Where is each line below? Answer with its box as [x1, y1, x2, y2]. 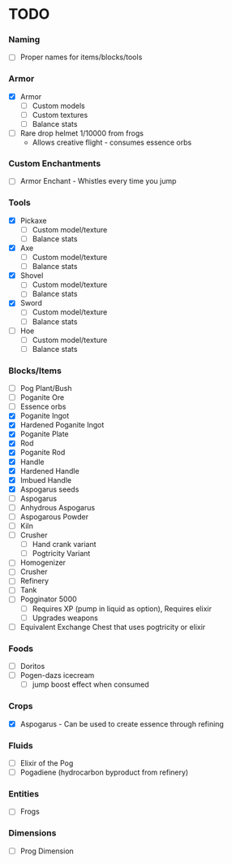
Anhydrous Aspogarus [19, 502, 96, 512]
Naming [8, 34, 41, 46]
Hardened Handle [19, 466, 79, 475]
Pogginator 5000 [19, 594, 77, 604]
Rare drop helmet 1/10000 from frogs [19, 128, 144, 138]
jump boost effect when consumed [32, 679, 149, 689]
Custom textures [32, 110, 88, 119]
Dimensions [8, 827, 57, 839]
